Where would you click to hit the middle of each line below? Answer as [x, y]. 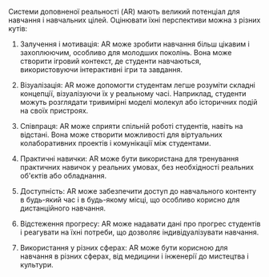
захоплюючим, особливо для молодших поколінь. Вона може [126, 52]
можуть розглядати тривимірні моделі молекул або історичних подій [139, 102]
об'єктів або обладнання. [63, 176]
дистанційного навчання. [63, 208]
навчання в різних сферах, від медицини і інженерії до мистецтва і [134, 256]
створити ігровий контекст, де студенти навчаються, [110, 61]
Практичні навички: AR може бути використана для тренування [129, 159]
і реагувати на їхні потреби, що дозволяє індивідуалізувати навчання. [139, 232]
